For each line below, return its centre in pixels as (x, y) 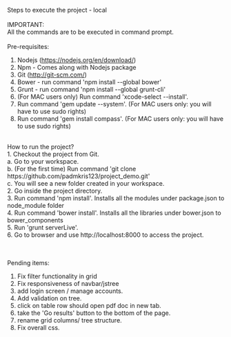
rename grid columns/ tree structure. (69, 320)
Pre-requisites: (28, 47)
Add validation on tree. (49, 298)
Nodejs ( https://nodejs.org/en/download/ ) (77, 60)
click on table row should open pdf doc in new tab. (89, 306)
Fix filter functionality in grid (57, 276)
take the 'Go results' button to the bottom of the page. (94, 313)
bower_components (35, 220)
